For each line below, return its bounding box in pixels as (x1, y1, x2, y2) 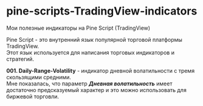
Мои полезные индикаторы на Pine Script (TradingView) (6, 24, 151, 31)
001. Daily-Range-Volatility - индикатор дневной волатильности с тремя (6, 67, 195, 74)
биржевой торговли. (6, 93, 60, 100)
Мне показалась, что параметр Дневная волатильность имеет (6, 80, 173, 87)
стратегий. (6, 55, 35, 62)
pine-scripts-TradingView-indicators (6, 4, 198, 18)
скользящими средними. (6, 73, 72, 81)
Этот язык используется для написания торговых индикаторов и (6, 48, 175, 56)
